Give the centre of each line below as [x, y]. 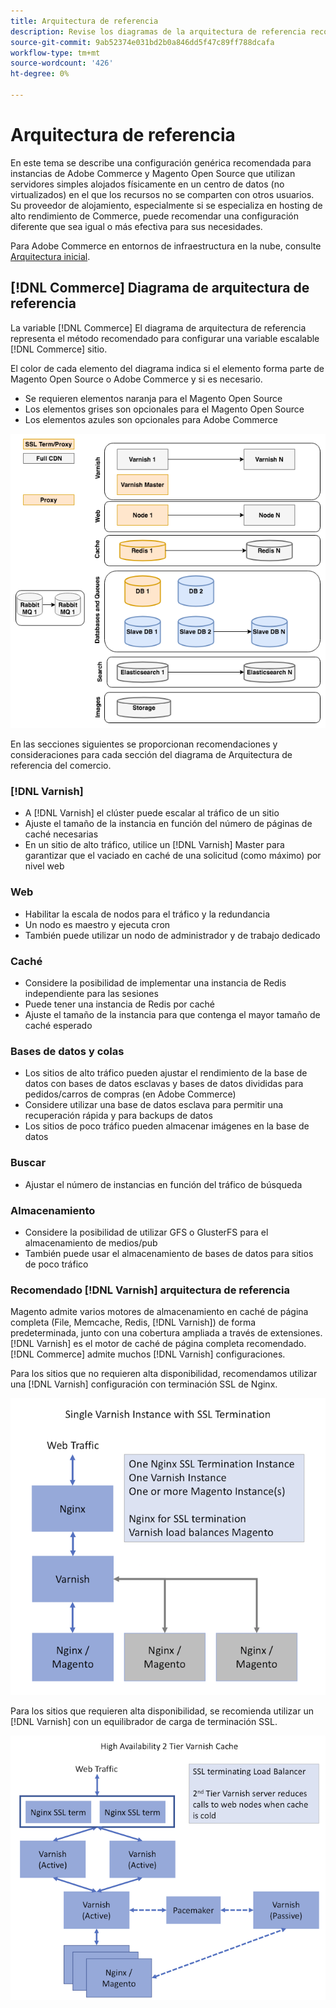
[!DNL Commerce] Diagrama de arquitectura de [160, 288]
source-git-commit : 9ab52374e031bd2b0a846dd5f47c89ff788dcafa [142, 42]
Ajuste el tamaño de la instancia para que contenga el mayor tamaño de [172, 1015]
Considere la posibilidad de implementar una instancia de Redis [155, 983]
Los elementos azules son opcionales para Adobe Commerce [151, 419]
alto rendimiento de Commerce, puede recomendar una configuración [154, 216]
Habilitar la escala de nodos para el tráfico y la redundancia [147, 914]
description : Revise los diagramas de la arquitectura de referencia [158, 31]
